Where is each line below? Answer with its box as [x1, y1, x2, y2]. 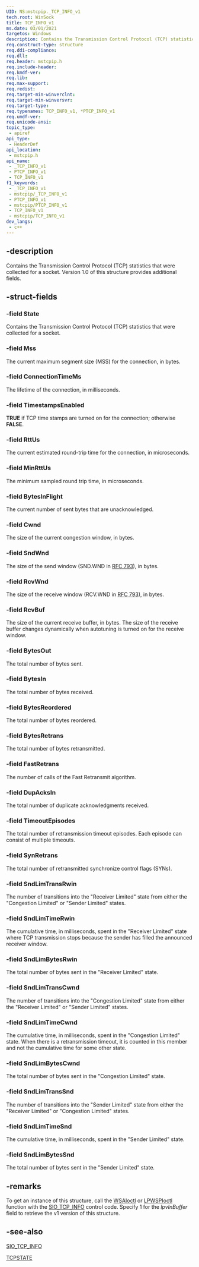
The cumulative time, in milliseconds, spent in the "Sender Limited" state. [6, 1136, 185, 1143]
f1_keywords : [6, 180, 38, 186]
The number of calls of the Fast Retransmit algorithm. [6, 773, 136, 780]
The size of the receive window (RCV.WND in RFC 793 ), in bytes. [6, 591, 165, 598]
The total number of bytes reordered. [6, 717, 97, 724]
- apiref [8, 130, 31, 137]
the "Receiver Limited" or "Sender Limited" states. [6, 1003, 129, 1010]
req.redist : [6, 86, 36, 92]
